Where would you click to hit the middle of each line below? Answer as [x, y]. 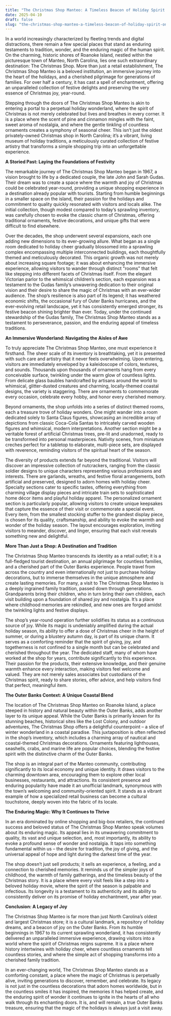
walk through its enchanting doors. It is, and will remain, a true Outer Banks [84, 1003]
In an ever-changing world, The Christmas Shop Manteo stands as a [77, 970]
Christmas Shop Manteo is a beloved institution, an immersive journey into [83, 72]
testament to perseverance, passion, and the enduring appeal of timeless [82, 323]
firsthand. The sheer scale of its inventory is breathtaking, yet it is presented [85, 354]
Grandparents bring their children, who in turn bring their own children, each [85, 594]
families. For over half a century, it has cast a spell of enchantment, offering [84, 82]
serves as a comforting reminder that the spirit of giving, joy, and [73, 642]
